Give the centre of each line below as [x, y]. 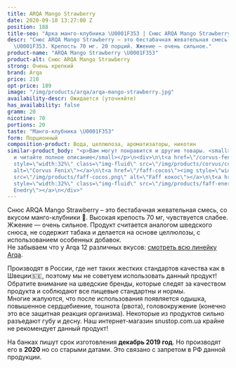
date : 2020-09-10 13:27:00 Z [50, 20]
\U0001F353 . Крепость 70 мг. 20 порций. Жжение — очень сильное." [113, 46]
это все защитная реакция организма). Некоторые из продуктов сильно [116, 314]
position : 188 [28, 27]
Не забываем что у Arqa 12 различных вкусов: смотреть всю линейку [112, 247]
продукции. [25, 357]
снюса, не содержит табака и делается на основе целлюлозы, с [104, 232]
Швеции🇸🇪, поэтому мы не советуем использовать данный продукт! [112, 276]
